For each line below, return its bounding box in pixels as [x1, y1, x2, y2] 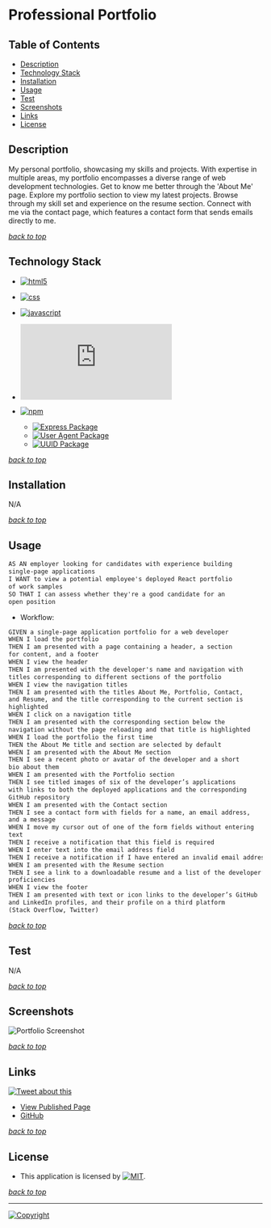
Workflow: [19, 612, 55, 622]
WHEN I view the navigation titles [8, 681, 128, 689]
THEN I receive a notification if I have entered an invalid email [8, 853, 240, 862]
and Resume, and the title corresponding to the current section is [8, 695, 244, 704]
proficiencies [8, 876, 56, 884]
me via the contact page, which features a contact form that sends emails [8, 207, 253, 217]
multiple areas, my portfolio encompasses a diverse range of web [8, 172, 227, 183]
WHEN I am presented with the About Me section [8, 748, 172, 757]
